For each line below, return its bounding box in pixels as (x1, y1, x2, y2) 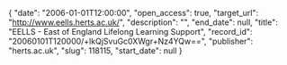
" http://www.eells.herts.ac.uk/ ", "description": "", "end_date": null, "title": (8, 17, 278, 28)
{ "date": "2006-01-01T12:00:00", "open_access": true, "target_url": (8, 8, 259, 18)
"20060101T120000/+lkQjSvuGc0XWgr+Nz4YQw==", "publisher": (8, 36, 254, 46)
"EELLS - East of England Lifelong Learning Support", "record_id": (8, 27, 253, 37)
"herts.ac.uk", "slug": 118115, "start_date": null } (8, 45, 183, 56)
